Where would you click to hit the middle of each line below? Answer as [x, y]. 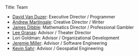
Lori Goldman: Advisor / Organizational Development [66, 38]
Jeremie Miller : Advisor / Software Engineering [60, 43]
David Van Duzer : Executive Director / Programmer [64, 17]
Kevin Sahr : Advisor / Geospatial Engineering [58, 48]
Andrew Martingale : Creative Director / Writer [58, 22]
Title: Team [17, 7]
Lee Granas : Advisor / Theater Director [52, 32]
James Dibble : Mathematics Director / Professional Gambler [73, 27]
